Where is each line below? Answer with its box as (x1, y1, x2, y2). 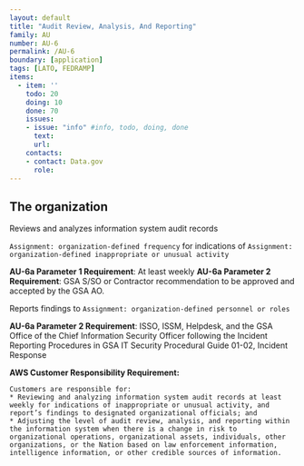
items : (9, 73, 34, 82)
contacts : (25, 148, 64, 157)
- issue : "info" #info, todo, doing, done (25, 124, 189, 133)
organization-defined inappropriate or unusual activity (9, 251, 230, 260)
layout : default (9, 13, 71, 23)
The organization (9, 199, 109, 214)
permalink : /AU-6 (9, 47, 75, 56)
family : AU (9, 30, 51, 39)
